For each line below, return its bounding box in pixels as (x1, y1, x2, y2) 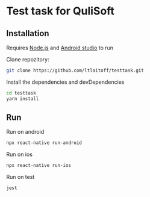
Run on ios (6, 151, 33, 158)
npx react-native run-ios (6, 163, 71, 169)
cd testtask (6, 90, 36, 96)
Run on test (6, 174, 35, 181)
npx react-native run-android (6, 140, 83, 146)
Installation (6, 28, 49, 39)
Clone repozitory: (6, 56, 49, 63)
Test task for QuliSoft (6, 4, 114, 18)
